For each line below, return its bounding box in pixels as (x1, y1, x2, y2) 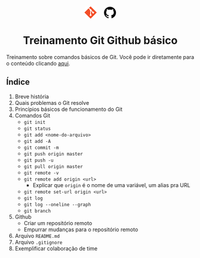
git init (23, 119, 46, 125)
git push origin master (23, 151, 84, 157)
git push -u (23, 157, 54, 163)
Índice (6, 77, 30, 87)
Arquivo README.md (14, 232, 60, 239)
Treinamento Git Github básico (23, 34, 178, 48)
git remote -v (23, 170, 59, 176)
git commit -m (23, 144, 59, 151)
